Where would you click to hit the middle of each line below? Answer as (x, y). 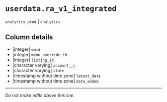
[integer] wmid (26, 49)
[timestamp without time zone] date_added (55, 81)
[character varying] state (38, 70)
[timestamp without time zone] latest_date (56, 76)
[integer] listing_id (33, 60)
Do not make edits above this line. (40, 95)
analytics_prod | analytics (33, 21)
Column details (29, 37)
